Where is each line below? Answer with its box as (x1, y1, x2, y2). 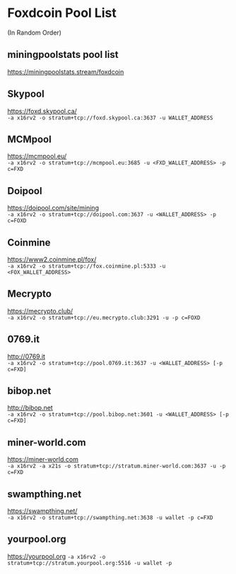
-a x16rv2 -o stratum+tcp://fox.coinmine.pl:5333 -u (7, 263, 166, 270)
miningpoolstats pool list (7, 49, 119, 61)
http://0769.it (7, 352, 46, 361)
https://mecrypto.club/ (7, 306, 73, 315)
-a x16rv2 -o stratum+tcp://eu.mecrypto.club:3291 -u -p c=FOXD (7, 314, 201, 321)
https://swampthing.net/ (7, 507, 78, 515)
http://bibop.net (7, 404, 53, 412)
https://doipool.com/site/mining (7, 203, 99, 213)
